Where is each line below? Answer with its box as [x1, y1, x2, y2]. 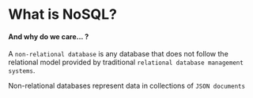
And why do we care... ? [8, 31, 89, 41]
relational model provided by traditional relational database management [8, 57, 244, 67]
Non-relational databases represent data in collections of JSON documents [8, 81, 246, 91]
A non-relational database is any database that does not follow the [8, 49, 229, 59]
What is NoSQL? [8, 5, 117, 24]
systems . [8, 66, 36, 75]
